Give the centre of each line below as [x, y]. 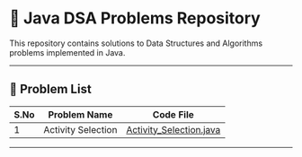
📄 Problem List [50, 89]
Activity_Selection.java [173, 129]
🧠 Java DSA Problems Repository [135, 18]
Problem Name [80, 114]
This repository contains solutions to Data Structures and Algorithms [136, 43]
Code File [173, 114]
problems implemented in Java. [67, 52]
